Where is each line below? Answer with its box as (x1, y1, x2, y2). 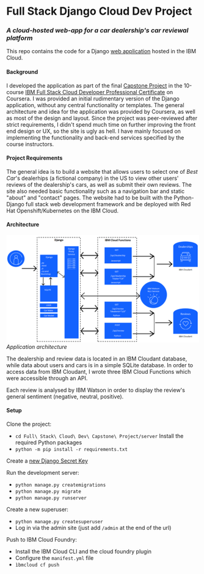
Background (6, 69, 38, 76)
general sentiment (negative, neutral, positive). (6, 393, 124, 400)
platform (6, 34, 33, 42)
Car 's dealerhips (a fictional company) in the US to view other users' (6, 174, 179, 182)
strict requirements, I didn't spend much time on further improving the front (6, 121, 196, 128)
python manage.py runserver (15, 494, 87, 501)
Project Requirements (6, 154, 63, 162)
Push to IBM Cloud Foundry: (6, 535, 78, 543)
